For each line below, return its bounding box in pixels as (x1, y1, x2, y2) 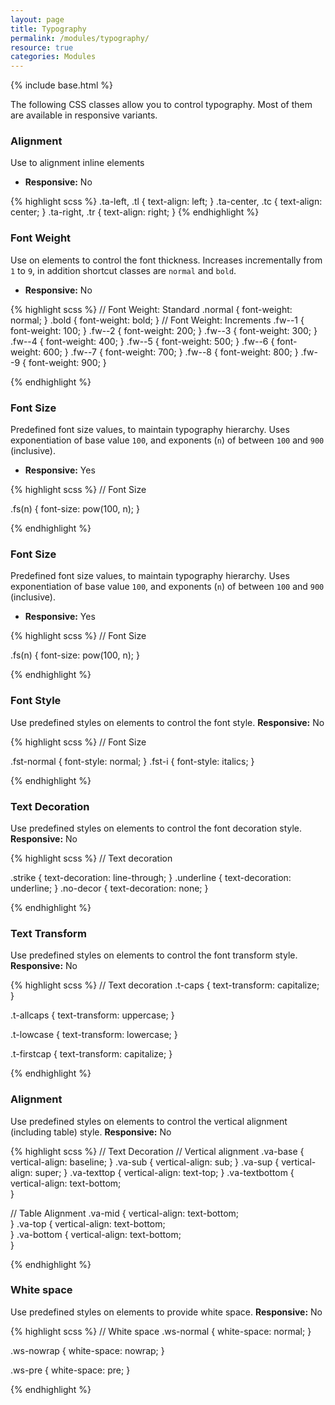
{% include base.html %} (10, 79, 113, 91)
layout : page (10, 14, 65, 25)
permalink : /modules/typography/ (10, 33, 150, 43)
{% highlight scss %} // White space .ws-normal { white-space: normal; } (10, 1325, 312, 1337)
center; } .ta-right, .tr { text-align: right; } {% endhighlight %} (10, 206, 260, 218)
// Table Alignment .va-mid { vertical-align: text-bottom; (10, 1207, 240, 1219)
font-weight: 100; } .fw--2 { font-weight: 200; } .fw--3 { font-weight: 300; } (10, 324, 318, 336)
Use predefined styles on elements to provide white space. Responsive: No (10, 1306, 323, 1318)
